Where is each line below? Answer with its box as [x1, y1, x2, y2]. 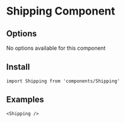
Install [6, 62, 30, 72]
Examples [6, 95, 44, 105]
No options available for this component [6, 44, 106, 52]
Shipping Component [6, 4, 116, 18]
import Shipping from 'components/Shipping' [6, 78, 120, 84]
